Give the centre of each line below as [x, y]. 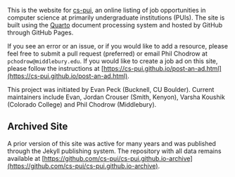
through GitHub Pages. [40, 32]
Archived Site [38, 127]
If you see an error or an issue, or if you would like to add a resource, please [118, 46]
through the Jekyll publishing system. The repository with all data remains [114, 151]
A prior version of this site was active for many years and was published [112, 143]
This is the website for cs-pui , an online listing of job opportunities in [107, 10]
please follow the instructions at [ [56, 68]
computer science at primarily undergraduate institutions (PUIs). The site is [116, 18]
